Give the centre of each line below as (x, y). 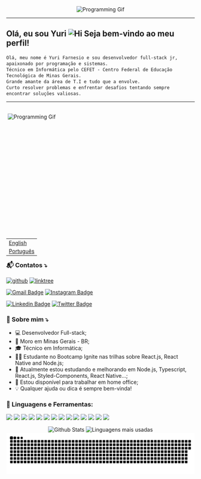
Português (22, 251)
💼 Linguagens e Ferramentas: (50, 404)
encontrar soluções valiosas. (44, 93)
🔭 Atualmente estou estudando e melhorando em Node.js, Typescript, (101, 369)
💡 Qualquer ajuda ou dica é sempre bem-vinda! (73, 388)
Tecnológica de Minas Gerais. (44, 75)
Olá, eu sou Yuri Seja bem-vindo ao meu (90, 34)
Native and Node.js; (39, 363)
